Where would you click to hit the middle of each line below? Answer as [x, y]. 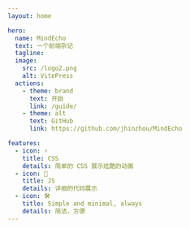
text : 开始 [46, 98]
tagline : [30, 54]
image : [26, 61]
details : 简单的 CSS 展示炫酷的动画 [78, 166]
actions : [30, 83]
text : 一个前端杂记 [44, 45]
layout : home [30, 16]
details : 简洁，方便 [54, 211]
